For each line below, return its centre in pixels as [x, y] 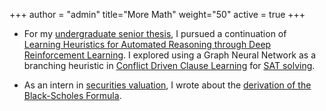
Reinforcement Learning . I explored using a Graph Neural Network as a [170, 55]
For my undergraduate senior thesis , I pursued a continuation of [155, 33]
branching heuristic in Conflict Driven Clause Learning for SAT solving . [169, 65]
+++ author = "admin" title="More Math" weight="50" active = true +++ [157, 14]
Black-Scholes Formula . [72, 95]
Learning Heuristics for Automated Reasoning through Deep [147, 44]
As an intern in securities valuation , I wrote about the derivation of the [167, 85]
